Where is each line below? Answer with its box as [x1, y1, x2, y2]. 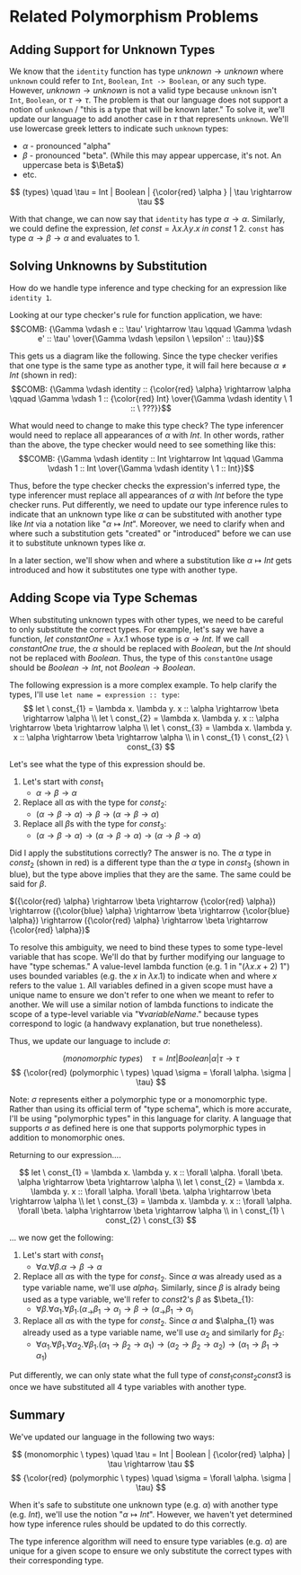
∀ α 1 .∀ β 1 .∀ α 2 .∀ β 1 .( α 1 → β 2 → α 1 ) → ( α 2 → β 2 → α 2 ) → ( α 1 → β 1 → [35, 1339, 280, 1351]
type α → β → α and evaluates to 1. [9, 233, 140, 243]
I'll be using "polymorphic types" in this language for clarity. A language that [9, 1112, 292, 1124]
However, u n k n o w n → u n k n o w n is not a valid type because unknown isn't [9, 85, 277, 95]
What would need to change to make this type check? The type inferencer [9, 420, 285, 430]
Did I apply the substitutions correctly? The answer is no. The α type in [9, 847, 272, 859]
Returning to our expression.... [9, 1149, 121, 1160]
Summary [9, 1408, 66, 1423]
